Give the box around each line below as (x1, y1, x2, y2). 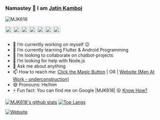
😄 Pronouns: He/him (12, 82, 57, 88)
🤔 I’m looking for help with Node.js (12, 58, 85, 64)
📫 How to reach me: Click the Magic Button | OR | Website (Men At (12, 69, 155, 75)
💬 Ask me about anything (12, 63, 66, 69)
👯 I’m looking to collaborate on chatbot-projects (12, 52, 113, 58)
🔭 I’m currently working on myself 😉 (12, 41, 90, 47)
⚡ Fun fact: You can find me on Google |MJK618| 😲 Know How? (12, 87, 148, 93)
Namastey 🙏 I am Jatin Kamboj (5, 5, 83, 12)
